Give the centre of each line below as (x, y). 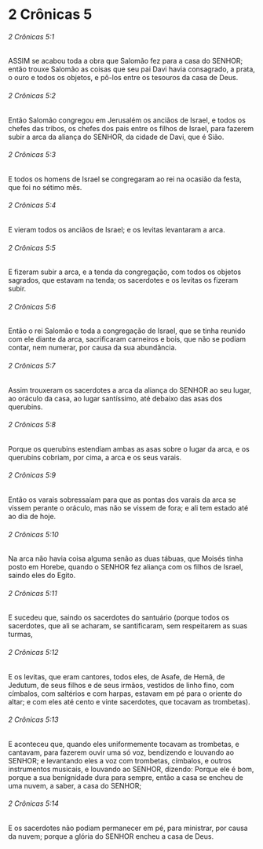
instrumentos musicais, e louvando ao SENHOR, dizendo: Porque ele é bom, (131, 769)
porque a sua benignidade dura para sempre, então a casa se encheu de (126, 777)
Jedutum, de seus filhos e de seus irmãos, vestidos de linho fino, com (121, 685)
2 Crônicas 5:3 (32, 155)
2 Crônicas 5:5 (32, 247)
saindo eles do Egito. (42, 576)
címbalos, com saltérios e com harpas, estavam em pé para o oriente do (125, 693)
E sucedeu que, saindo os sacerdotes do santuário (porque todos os (119, 617)
